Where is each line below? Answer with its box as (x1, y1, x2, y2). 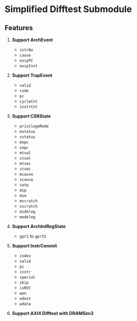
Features (4, 24, 33, 32)
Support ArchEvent (11, 37, 53, 43)
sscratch (19, 204, 38, 209)
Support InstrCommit (11, 243, 57, 249)
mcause (19, 172, 33, 177)
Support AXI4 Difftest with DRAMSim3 (11, 310, 93, 316)
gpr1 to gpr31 (19, 233, 46, 239)
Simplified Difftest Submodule (4, 4, 132, 15)
